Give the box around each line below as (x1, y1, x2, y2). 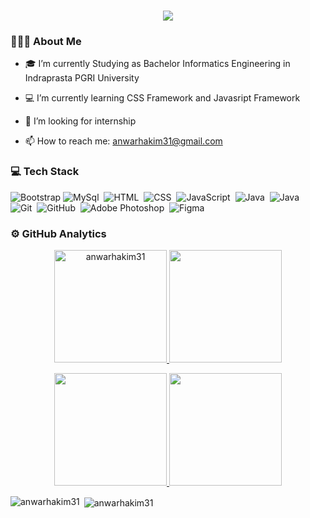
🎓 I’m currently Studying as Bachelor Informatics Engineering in (24, 58, 291, 70)
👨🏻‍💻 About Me (10, 35, 82, 49)
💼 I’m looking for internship (24, 115, 137, 127)
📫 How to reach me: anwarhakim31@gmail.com (24, 135, 223, 147)
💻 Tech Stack (10, 165, 80, 179)
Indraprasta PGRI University (24, 72, 140, 84)
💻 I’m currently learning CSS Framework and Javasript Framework (24, 92, 301, 104)
